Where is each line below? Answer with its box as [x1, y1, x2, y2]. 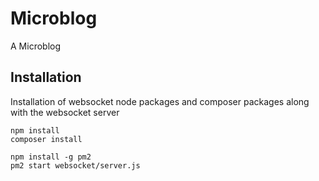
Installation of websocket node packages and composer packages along [10, 95, 310, 107]
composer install [10, 134, 83, 144]
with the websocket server [10, 106, 120, 118]
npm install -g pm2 [10, 152, 92, 162]
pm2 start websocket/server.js [10, 160, 141, 171]
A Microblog [10, 40, 62, 52]
